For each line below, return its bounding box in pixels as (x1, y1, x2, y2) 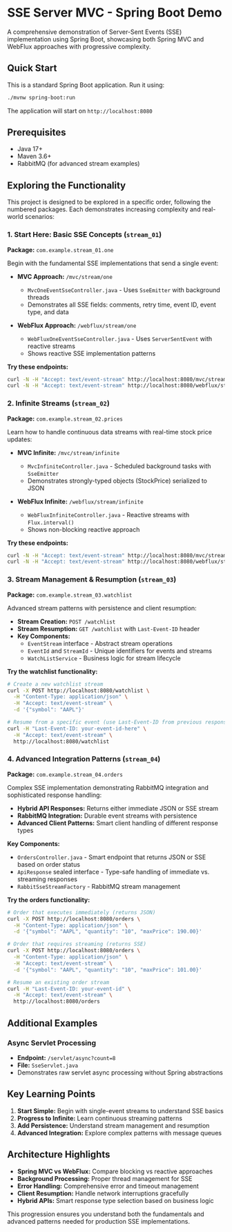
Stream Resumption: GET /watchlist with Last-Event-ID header (17, 624, 200, 633)
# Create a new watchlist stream (7, 680, 104, 688)
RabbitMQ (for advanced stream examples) (17, 160, 140, 168)
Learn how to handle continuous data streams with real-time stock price (7, 427, 213, 436)
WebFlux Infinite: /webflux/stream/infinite (17, 497, 144, 506)
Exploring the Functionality (7, 180, 126, 191)
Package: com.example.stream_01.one (7, 245, 114, 253)
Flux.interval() (27, 519, 75, 526)
